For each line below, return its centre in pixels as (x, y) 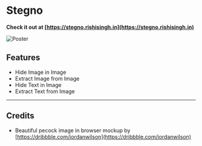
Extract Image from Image (47, 78)
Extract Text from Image (45, 91)
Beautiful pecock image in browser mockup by (72, 130)
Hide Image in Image (41, 72)
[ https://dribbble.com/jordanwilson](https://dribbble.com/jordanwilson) (103, 136)
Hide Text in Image (38, 85)
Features (23, 58)
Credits (20, 116)
